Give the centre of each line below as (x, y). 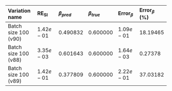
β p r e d (65, 14)
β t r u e (94, 14)
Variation (19, 11)
